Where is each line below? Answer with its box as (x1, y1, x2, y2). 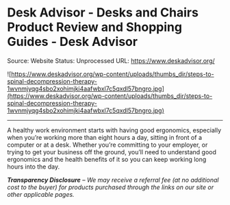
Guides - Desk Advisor (7, 34, 138, 49)
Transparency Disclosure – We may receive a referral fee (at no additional (7, 176, 219, 184)
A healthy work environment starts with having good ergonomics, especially (7, 125, 221, 134)
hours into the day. (7, 162, 60, 171)
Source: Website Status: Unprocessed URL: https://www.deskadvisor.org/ (7, 56, 216, 64)
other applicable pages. (7, 190, 75, 198)
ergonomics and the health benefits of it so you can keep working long (7, 155, 207, 163)
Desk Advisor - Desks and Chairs (7, 5, 199, 21)
